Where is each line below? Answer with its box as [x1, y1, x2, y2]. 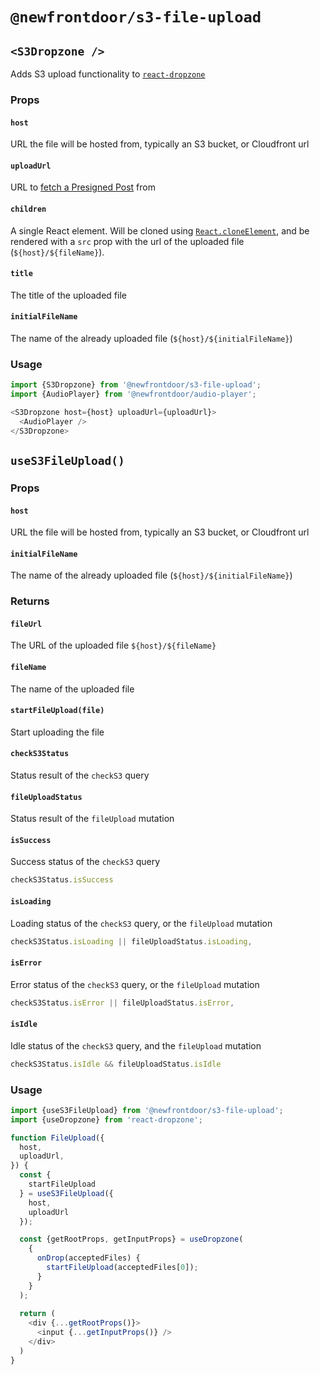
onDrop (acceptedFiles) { [36, 1253, 141, 1263]
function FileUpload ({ [10, 1133, 105, 1143]
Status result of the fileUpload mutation [10, 813, 175, 825]
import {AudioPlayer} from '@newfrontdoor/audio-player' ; [10, 389, 257, 400]
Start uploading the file [10, 726, 105, 738]
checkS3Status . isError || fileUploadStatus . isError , [10, 998, 235, 1008]
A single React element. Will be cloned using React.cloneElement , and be [10, 224, 310, 237]
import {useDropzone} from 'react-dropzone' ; [10, 1114, 203, 1125]
